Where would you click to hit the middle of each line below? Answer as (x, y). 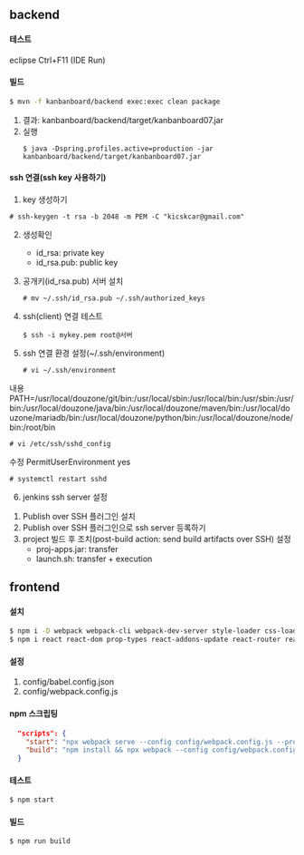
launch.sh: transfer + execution (94, 559)
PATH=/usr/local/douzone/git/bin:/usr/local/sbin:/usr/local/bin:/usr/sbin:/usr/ (152, 398)
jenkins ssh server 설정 (65, 497)
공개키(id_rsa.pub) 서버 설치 (73, 281)
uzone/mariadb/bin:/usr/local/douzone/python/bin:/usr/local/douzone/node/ (152, 417)
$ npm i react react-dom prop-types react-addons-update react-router (145, 640)
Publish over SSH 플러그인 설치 (79, 516)
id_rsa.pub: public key (77, 262)
